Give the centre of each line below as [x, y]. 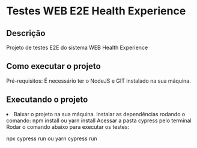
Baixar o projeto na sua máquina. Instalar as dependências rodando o [100, 114]
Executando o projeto [47, 100]
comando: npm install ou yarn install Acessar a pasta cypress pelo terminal [99, 120]
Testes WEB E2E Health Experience [96, 11]
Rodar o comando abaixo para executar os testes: [68, 126]
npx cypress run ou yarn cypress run [52, 138]
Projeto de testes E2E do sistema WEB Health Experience [77, 47]
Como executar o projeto [53, 66]
